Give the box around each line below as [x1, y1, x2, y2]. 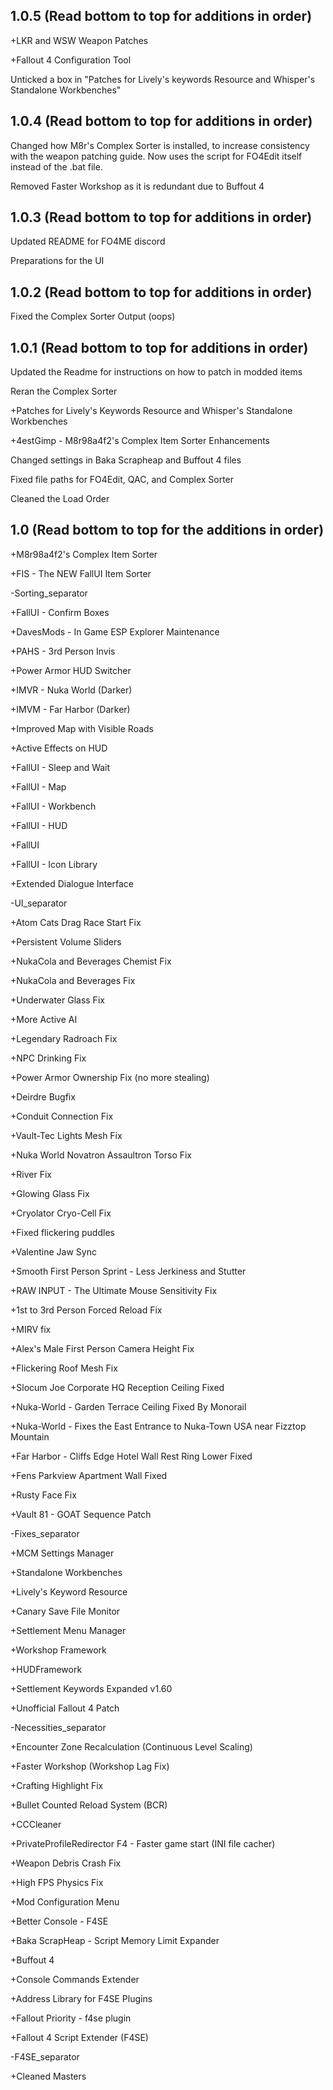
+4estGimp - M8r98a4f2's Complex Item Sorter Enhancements [10, 435, 271, 447]
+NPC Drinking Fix [10, 1052, 87, 1064]
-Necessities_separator [10, 1721, 107, 1733]
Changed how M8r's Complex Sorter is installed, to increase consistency [10, 139, 310, 151]
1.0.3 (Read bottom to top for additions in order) [10, 209, 313, 226]
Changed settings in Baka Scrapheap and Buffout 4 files [10, 454, 242, 466]
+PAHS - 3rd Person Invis [10, 645, 116, 657]
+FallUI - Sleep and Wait [10, 761, 111, 773]
